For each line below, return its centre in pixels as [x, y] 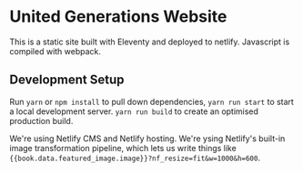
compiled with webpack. [56, 51]
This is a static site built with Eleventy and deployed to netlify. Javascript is [150, 42]
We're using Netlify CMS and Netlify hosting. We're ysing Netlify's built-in [147, 139]
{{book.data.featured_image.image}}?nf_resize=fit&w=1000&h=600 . [135, 158]
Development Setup [67, 80]
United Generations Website [118, 17]
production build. [41, 120]
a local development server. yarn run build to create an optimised [134, 111]
